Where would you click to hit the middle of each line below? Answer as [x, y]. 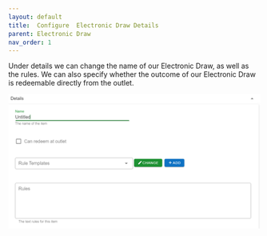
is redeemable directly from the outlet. [71, 83]
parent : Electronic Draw [50, 34]
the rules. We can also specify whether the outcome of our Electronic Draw [132, 74]
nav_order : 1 [30, 42]
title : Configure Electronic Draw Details [84, 25]
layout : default [35, 17]
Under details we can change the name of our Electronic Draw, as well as [129, 66]
